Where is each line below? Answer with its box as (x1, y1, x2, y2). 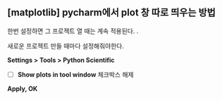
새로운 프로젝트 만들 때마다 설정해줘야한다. (7, 42, 125, 50)
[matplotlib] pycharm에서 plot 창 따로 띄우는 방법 (7, 6, 216, 19)
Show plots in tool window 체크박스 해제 (17, 70, 134, 79)
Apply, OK (7, 84, 38, 93)
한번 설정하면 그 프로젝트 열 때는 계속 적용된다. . (7, 27, 139, 35)
